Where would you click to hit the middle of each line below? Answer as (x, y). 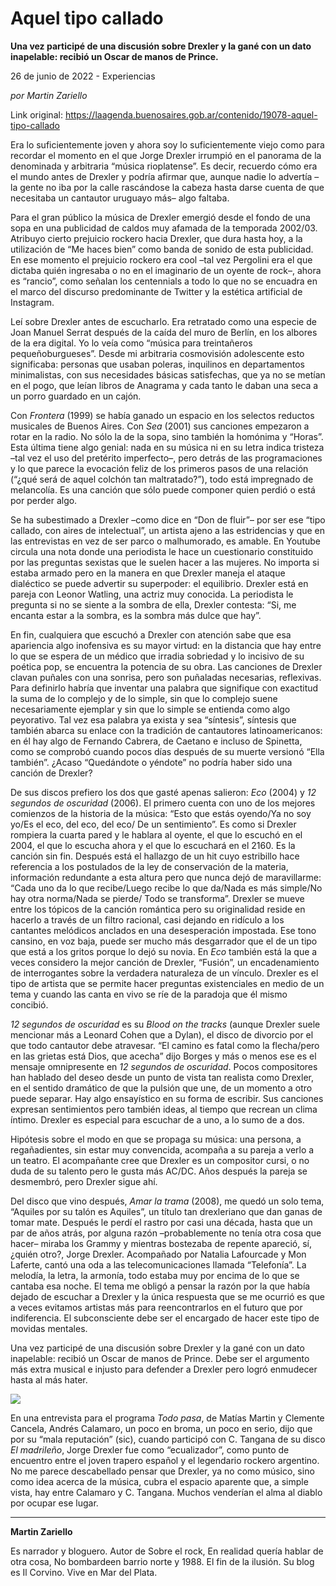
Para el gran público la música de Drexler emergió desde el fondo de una (160, 217)
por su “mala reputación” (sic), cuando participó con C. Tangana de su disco (168, 1439)
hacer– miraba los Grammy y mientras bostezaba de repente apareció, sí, (161, 1243)
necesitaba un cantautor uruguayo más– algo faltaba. (120, 198)
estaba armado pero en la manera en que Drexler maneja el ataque (148, 573)
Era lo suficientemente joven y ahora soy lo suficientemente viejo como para (167, 144)
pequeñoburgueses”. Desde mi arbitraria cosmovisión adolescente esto (157, 353)
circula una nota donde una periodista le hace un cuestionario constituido (162, 551)
